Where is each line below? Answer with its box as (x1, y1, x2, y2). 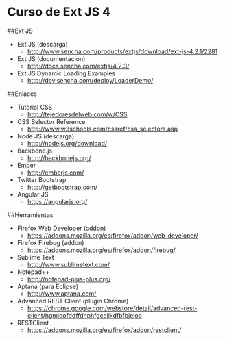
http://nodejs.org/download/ (27, 139, 108, 147)
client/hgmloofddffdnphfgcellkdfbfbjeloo (27, 311, 143, 319)
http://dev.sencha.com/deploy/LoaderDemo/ (27, 76, 154, 84)
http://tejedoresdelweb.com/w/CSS (27, 110, 128, 118)
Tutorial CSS (16, 103, 53, 111)
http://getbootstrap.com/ (27, 183, 98, 191)
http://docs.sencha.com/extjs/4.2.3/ (27, 62, 130, 70)
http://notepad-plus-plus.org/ (27, 275, 111, 283)
